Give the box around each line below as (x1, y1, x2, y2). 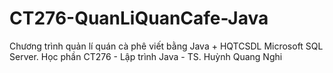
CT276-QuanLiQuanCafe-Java (9, 7, 269, 30)
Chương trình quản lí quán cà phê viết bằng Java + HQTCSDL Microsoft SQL (9, 40, 324, 52)
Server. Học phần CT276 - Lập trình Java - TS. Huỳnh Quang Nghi (9, 50, 283, 62)
